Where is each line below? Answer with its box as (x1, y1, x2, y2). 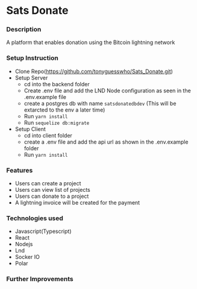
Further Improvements (6, 275, 73, 284)
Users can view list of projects (14, 186, 90, 194)
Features (6, 166, 33, 174)
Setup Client (14, 125, 46, 133)
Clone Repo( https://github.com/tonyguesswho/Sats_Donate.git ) (14, 68, 174, 75)
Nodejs (14, 241, 33, 248)
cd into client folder (23, 132, 72, 139)
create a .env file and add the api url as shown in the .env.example (23, 138, 189, 145)
